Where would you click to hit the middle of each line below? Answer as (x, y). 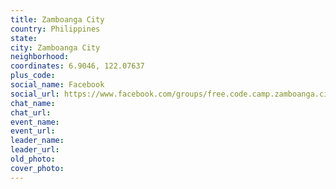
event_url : (33, 131)
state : (24, 38)
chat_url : (31, 112)
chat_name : (33, 103)
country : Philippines (55, 29)
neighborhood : (40, 57)
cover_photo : (37, 168)
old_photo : (33, 159)
